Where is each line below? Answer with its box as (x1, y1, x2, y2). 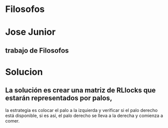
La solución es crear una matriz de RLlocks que (5, 86, 156, 94)
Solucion (5, 66, 43, 77)
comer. (5, 117, 20, 123)
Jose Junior (5, 26, 56, 38)
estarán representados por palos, (5, 94, 112, 102)
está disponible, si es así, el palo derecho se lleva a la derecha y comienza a (5, 112, 163, 118)
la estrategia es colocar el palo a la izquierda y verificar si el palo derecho (5, 107, 158, 113)
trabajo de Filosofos (5, 46, 69, 54)
